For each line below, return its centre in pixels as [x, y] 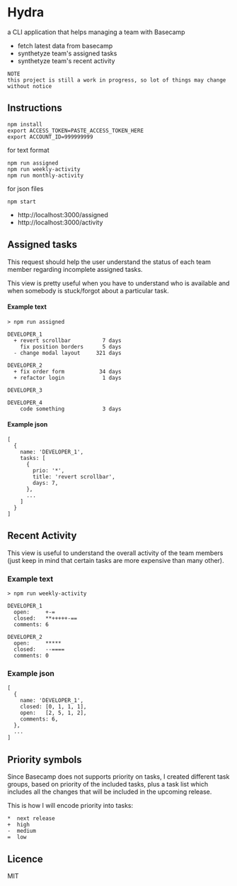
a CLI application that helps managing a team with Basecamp [96, 32]
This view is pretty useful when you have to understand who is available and [118, 283]
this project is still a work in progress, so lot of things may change [117, 80]
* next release [31, 819]
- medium [22, 831]
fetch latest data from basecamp [65, 45]
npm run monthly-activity [45, 175]
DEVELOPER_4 [25, 403]
